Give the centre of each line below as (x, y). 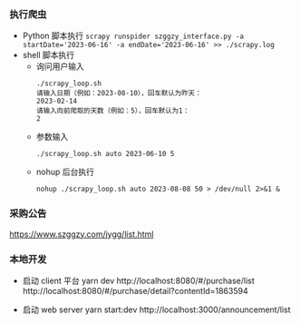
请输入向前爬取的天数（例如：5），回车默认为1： (113, 111)
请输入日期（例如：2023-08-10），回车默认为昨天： (119, 93)
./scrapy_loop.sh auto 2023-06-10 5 (105, 154)
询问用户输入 (60, 66)
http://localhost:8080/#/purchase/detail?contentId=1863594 (135, 290)
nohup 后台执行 (65, 172)
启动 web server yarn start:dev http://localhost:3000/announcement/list (156, 309)
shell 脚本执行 (48, 55)
